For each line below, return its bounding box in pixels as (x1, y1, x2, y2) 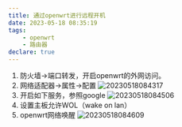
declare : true (8, 48, 56, 56)
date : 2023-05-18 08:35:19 (8, 19, 98, 27)
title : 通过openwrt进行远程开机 (8, 11, 106, 20)
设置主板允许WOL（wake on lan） (19, 100, 132, 110)
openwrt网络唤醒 (19, 110, 76, 119)
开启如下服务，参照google (19, 91, 106, 99)
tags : (8, 26, 26, 34)
